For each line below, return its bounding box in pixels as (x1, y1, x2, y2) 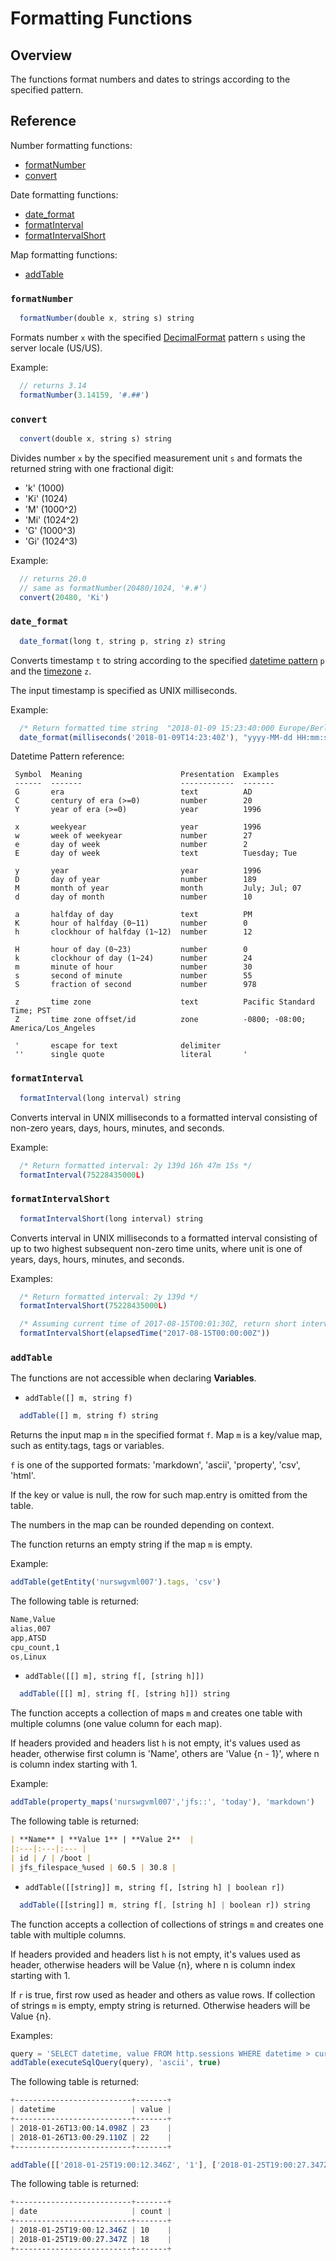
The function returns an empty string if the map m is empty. (10, 1538, 253, 1551)
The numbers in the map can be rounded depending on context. (10, 1519, 275, 1531)
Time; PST (10, 1006, 52, 1016)
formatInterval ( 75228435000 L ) (19, 1170, 145, 1180)
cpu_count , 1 (10, 1642, 60, 1652)
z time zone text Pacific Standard (14, 997, 315, 1007)
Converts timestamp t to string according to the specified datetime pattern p (10, 654, 325, 666)
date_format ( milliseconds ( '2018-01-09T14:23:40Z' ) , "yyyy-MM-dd (19, 732, 293, 742)
